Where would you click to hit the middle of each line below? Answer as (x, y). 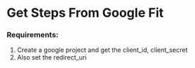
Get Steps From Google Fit (85, 13)
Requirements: (33, 35)
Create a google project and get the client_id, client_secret (102, 50)
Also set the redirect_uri (51, 57)
